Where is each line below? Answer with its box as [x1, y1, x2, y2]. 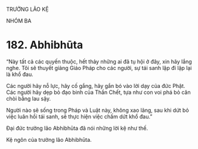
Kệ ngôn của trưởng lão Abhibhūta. [6, 136, 92, 143]
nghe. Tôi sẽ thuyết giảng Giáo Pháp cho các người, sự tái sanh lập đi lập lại [6, 64, 192, 71]
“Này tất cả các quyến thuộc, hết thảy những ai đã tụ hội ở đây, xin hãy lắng [6, 57, 192, 65]
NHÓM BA [6, 17, 32, 24]
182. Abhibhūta [6, 38, 83, 52]
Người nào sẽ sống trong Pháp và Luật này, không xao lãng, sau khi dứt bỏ [6, 107, 189, 114]
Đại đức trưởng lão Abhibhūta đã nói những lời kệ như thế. [6, 124, 148, 132]
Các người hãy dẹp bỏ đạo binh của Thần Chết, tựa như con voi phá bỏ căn [6, 89, 191, 96]
